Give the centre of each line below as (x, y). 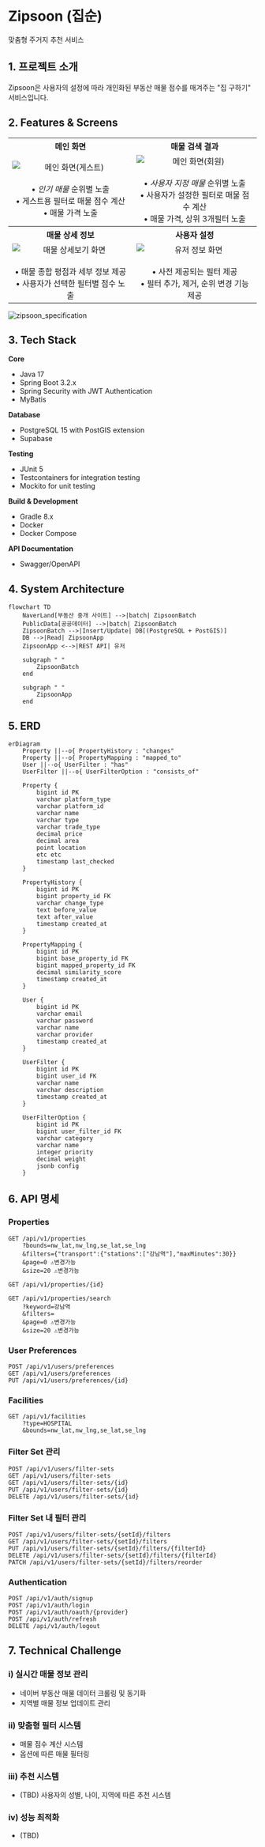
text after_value (65, 917)
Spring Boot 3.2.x (48, 383)
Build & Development (43, 501)
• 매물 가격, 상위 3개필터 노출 (194, 218)
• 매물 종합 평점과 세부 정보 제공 (71, 271)
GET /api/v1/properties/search (60, 1298)
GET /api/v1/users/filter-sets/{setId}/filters (88, 1541)
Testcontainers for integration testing (80, 478)
